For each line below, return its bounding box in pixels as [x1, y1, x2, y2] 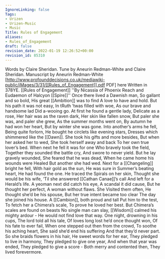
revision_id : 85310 [5, 53, 45, 58]
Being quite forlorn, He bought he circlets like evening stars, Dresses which [5, 129, 158, 135]
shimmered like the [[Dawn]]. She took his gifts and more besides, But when [5, 134, 160, 140]
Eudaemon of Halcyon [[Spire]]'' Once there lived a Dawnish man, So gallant [5, 92, 160, 98]
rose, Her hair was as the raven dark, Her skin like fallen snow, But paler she [5, 114, 160, 119]
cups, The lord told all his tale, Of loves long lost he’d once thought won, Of [5, 218, 158, 224]
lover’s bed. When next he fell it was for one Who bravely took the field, [5, 144, 150, 150]
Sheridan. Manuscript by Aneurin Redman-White [5, 72, 103, 78]
